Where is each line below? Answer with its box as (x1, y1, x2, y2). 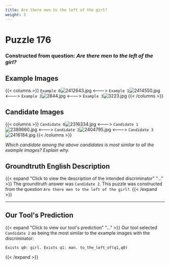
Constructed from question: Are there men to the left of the (5, 52, 153, 59)
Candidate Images (5, 108, 64, 116)
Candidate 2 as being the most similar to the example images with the (5, 229, 150, 236)
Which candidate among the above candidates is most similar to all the (5, 142, 154, 148)
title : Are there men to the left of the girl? (5, 7, 108, 13)
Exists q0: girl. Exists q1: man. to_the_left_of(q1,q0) (5, 245, 128, 250)
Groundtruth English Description (5, 162, 110, 171)
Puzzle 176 (5, 34, 52, 46)
